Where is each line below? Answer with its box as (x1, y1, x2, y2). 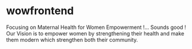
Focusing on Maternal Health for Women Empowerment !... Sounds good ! (6, 24, 187, 31)
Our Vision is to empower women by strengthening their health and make (6, 30, 185, 37)
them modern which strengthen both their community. (6, 36, 138, 43)
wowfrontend (6, 4, 74, 18)
